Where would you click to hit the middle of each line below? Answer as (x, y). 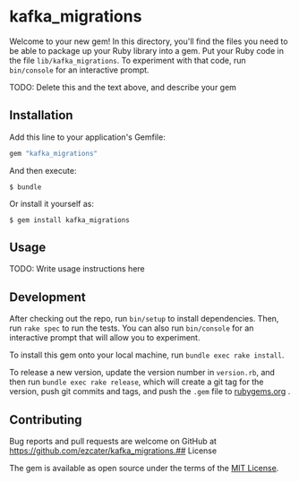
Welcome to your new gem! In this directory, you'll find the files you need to (149, 41)
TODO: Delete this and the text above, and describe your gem (123, 87)
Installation (41, 115)
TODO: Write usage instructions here (77, 269)
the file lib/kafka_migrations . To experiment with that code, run (128, 60)
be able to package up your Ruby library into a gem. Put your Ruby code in (147, 50)
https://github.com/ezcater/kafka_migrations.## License (113, 451)
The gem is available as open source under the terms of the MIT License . (144, 469)
